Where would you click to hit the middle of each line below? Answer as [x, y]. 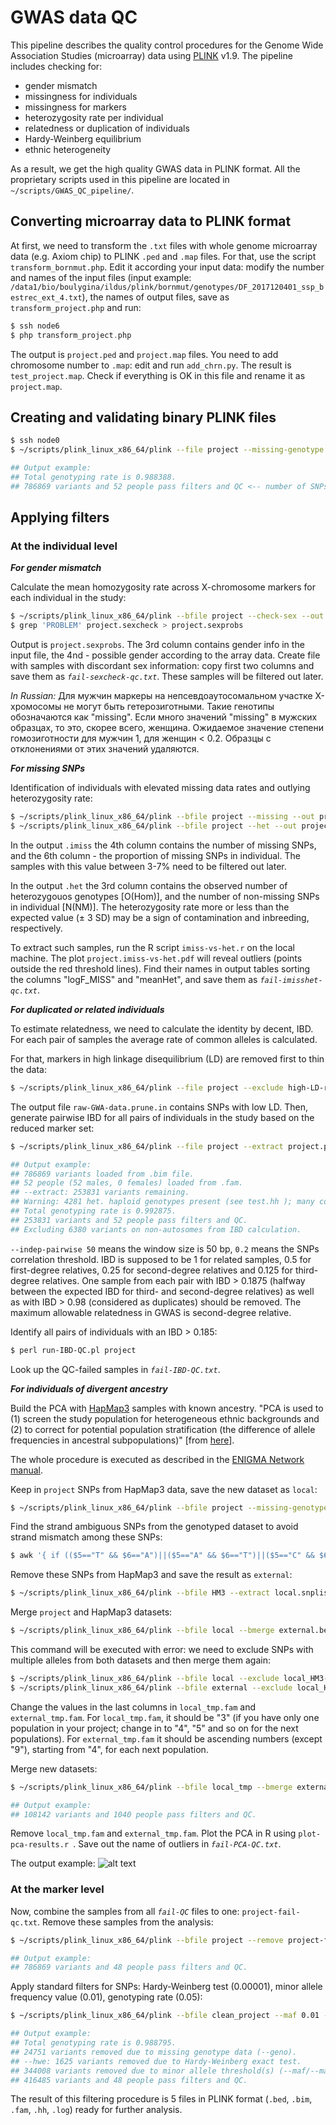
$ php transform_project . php [71, 335]
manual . [26, 1470]
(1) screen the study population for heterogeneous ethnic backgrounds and [165, 1418]
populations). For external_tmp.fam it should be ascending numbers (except [166, 1738]
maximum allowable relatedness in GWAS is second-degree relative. [151, 1312]
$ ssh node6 [35, 326]
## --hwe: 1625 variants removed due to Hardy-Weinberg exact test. [156, 2061]
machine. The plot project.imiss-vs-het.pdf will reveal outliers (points [156, 958]
